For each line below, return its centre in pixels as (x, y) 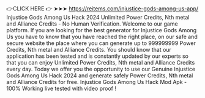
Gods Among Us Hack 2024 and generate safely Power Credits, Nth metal (100, 75)
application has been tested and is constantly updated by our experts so (97, 56)
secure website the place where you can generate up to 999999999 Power (101, 43)
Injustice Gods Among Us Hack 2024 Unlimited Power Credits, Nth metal (98, 17)
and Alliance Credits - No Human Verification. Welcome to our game (92, 24)
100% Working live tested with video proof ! (61, 88)
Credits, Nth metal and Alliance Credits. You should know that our (89, 50)
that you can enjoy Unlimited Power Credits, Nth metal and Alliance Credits (101, 62)
